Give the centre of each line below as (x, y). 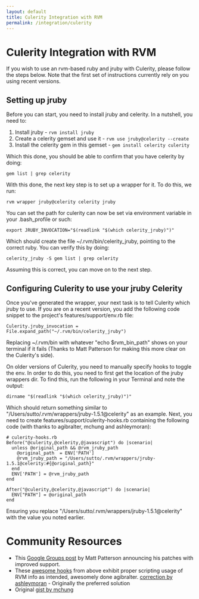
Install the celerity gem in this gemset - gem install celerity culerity (102, 145)
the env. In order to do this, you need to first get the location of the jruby (95, 373)
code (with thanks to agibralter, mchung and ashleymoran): (79, 426)
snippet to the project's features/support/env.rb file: (70, 315)
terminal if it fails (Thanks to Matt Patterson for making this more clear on (96, 348)
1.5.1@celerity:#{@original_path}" (50, 463)
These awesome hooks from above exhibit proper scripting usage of (99, 570)
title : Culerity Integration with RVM (54, 17)
